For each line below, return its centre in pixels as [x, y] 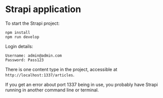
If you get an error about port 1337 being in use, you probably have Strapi [82, 84]
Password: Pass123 [24, 60]
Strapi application [43, 9]
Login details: [19, 46]
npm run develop [22, 37]
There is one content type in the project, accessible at [61, 69]
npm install [18, 32]
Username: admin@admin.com [34, 56]
